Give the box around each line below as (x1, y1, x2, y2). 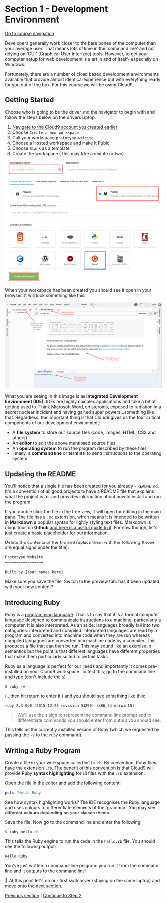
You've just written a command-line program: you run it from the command (5, 862, 159, 868)
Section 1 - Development (5, 3, 108, 15)
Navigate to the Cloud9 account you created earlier (12, 124, 118, 130)
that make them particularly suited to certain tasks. (5, 654, 109, 660)
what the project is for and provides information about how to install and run (5, 494, 161, 500)
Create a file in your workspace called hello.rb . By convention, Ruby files (5, 760, 157, 766)
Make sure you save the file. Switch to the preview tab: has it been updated (5, 578, 160, 585)
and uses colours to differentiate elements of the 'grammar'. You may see (5, 804, 156, 810)
